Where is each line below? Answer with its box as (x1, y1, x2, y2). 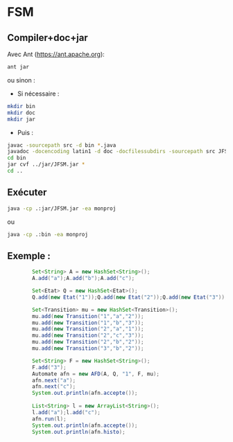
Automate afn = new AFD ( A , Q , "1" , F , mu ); (32, 370, 159, 378)
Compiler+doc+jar (7, 32, 88, 44)
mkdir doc (7, 109, 36, 116)
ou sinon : (7, 76, 36, 84)
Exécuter (7, 186, 47, 198)
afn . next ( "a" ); (32, 377, 76, 384)
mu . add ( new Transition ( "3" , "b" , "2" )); (32, 345, 144, 352)
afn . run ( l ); (32, 415, 67, 423)
